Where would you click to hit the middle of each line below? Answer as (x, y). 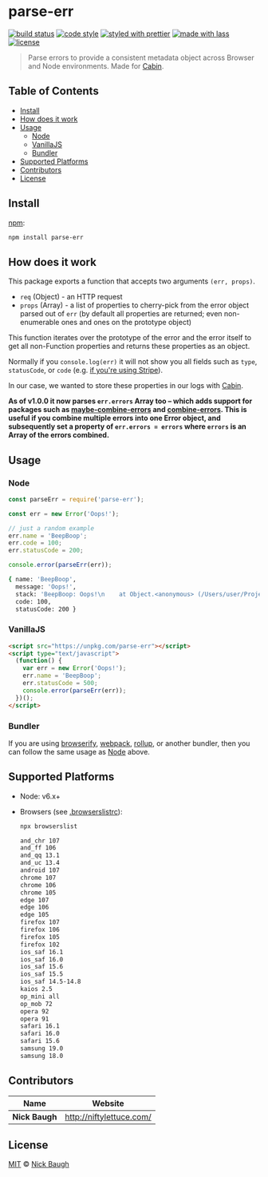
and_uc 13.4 (39, 863)
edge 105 (34, 915)
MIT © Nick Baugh (39, 1164)
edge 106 (34, 908)
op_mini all (39, 997)
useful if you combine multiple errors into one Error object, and (114, 418)
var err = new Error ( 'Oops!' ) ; (75, 668)
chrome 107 (38, 878)
